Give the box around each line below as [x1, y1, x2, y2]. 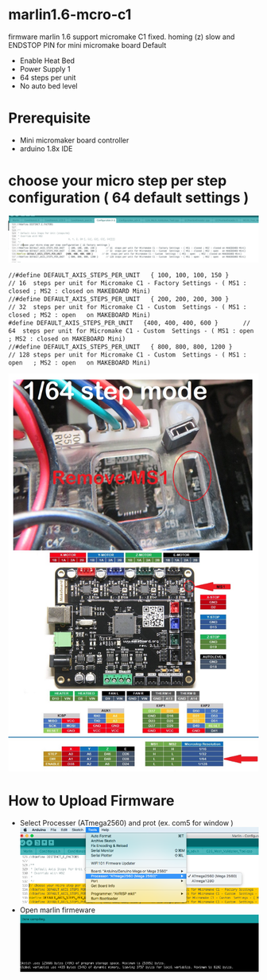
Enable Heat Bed [19, 56, 75, 65]
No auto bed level [19, 81, 78, 91]
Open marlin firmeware [19, 905, 95, 915]
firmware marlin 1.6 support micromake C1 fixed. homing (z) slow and [8, 32, 235, 41]
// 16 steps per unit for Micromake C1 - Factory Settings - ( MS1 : [8, 279, 247, 287]
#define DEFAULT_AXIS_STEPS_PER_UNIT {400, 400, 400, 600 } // [8, 318, 250, 327]
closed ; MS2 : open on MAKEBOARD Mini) [8, 310, 151, 319]
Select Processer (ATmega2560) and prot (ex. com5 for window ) [19, 818, 234, 827]
